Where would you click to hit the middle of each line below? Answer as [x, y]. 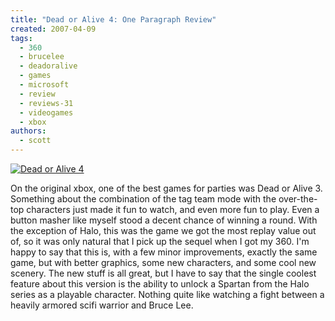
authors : [28, 131]
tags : [21, 38]
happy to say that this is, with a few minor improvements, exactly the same [164, 252]
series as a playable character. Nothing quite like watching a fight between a [167, 294]
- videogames [46, 112]
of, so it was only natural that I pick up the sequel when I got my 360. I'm [160, 241]
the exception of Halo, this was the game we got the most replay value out [163, 230]
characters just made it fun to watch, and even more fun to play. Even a [173, 209]
